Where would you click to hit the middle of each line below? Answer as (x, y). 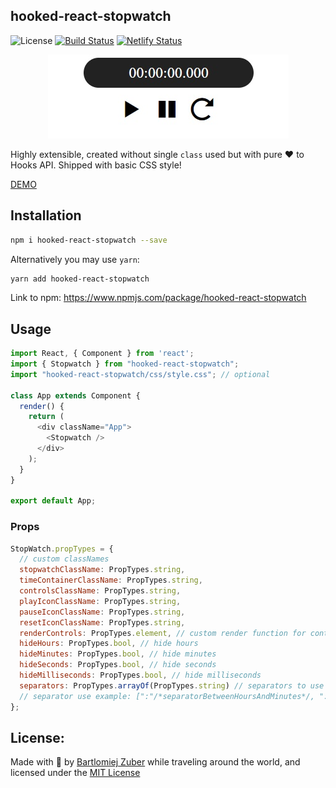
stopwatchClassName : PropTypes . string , (102, 570)
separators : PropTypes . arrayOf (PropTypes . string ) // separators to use (172, 685)
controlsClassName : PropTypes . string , (100, 591)
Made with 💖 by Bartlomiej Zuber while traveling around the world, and (155, 762)
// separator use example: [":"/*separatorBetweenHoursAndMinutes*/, (167, 696)
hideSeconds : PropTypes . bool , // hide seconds (118, 665)
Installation (46, 215)
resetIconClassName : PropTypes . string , (102, 622)
